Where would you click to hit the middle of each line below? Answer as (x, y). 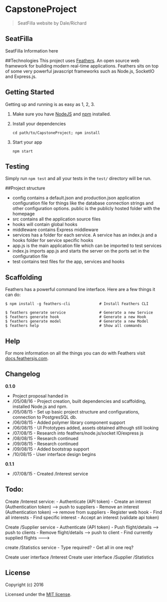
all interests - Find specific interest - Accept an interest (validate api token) (82, 517)
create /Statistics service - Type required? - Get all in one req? (69, 547)
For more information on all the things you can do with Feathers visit (75, 353)
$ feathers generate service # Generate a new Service (79, 313)
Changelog (23, 374)
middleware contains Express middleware (55, 230)
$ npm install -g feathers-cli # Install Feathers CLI (77, 304)
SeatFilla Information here (32, 50)
